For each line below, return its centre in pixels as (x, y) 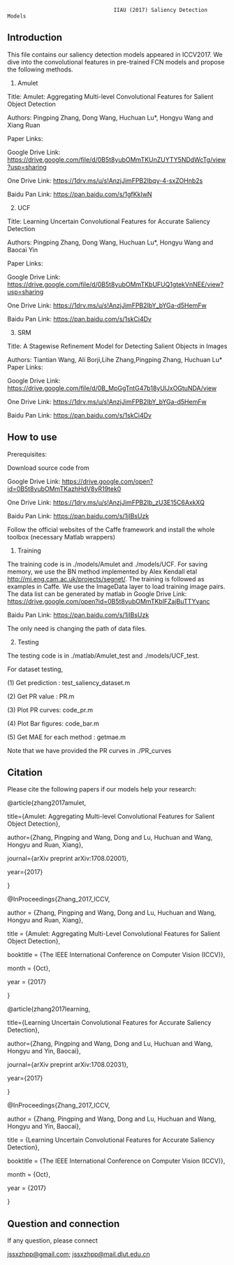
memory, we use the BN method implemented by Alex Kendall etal (102, 572)
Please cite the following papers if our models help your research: (102, 789)
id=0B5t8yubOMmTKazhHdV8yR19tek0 (64, 489)
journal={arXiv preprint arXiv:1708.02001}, (68, 859)
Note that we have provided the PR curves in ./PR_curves (89, 750)
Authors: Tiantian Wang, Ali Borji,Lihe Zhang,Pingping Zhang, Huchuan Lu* (115, 359)
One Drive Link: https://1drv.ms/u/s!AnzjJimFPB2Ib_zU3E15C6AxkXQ (106, 502)
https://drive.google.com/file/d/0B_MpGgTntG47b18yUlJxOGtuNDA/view (112, 388)
